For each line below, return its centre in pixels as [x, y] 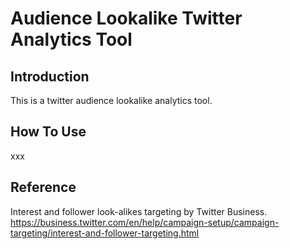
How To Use [48, 132]
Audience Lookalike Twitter [126, 18]
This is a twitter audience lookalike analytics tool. [111, 100]
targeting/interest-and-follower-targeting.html [105, 233]
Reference [43, 187]
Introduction [50, 76]
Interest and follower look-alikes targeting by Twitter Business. [139, 211]
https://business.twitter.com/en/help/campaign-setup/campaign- [145, 222]
